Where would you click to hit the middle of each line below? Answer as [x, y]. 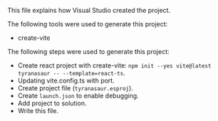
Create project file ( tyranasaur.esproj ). [75, 88]
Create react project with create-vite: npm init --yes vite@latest [114, 65]
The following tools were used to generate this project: [88, 24]
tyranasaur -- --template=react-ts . [72, 73]
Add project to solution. [52, 103]
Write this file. [38, 111]
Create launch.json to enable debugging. [78, 96]
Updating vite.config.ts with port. [66, 80]
